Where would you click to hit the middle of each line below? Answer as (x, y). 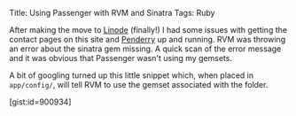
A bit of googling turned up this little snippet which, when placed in (132, 75)
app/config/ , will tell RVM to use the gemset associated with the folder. (139, 85)
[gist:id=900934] (40, 102)
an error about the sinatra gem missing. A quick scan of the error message (145, 49)
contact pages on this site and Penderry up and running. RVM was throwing (148, 39)
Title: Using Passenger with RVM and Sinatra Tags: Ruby (112, 13)
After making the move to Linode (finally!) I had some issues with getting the (148, 30)
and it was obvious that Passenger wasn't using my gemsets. (121, 58)
